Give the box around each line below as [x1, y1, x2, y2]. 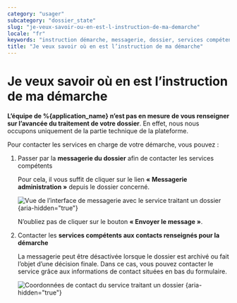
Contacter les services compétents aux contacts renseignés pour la [17, 230, 220, 240]
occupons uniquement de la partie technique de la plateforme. [7, 126, 189, 135]
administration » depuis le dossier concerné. [17, 183, 150, 191]
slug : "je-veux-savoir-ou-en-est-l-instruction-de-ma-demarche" [7, 23, 200, 30]
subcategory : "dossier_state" [7, 17, 97, 24]
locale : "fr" [7, 30, 46, 37]
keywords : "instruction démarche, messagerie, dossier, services [7, 37, 203, 44]
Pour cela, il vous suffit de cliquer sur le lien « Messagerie [17, 175, 188, 183]
